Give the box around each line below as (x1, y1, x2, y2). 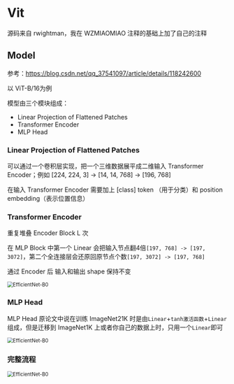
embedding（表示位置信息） (7, 194, 89, 203)
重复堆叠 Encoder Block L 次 (7, 229, 89, 237)
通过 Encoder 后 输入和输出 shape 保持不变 (7, 267, 131, 276)
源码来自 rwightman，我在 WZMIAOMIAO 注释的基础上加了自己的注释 (7, 29, 207, 37)
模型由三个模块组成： (7, 99, 68, 107)
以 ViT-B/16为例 (7, 84, 52, 92)
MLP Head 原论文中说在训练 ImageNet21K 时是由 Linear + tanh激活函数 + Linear (7, 314, 227, 322)
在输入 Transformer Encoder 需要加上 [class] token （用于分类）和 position (7, 185, 224, 194)
